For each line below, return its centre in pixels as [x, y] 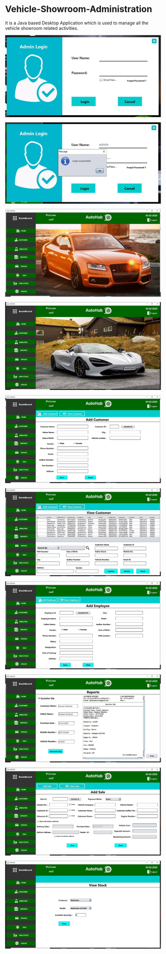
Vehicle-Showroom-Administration [79, 9]
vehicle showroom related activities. [42, 28]
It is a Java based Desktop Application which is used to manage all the [77, 23]
